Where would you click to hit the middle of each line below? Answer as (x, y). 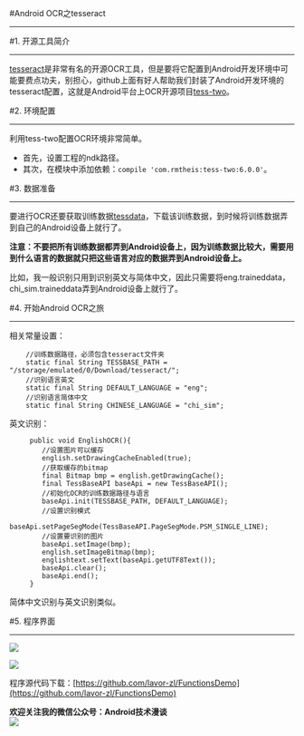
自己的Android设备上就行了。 (71, 228)
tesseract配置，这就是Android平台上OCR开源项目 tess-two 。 (122, 92)
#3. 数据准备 (33, 188)
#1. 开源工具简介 (40, 41)
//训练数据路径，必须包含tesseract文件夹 (95, 354)
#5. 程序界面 (33, 621)
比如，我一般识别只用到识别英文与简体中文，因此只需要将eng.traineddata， (150, 277)
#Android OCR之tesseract (57, 13)
